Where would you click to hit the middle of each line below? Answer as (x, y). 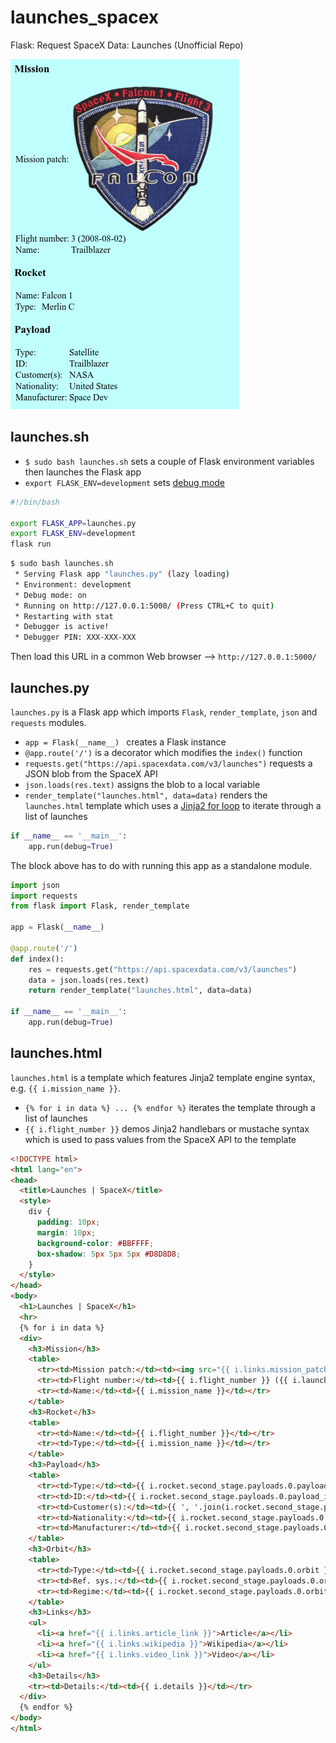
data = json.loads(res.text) (89, 980)
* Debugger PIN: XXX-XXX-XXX (75, 637)
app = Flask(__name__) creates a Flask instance (125, 742)
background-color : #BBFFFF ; (95, 1243)
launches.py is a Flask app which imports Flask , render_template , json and (164, 712)
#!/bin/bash (35, 502)
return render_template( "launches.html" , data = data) (140, 991)
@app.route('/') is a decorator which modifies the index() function (163, 752)
